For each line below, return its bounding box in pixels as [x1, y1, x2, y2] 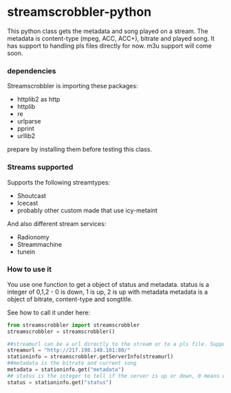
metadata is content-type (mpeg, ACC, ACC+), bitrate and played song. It [7, 34, 215, 42]
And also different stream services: [7, 219, 107, 228]
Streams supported [7, 163, 74, 172]
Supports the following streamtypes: [7, 178, 111, 186]
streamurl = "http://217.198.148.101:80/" [7, 347, 131, 354]
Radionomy [16, 232, 49, 241]
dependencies [7, 66, 56, 76]
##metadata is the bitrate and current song [7, 360, 137, 367]
